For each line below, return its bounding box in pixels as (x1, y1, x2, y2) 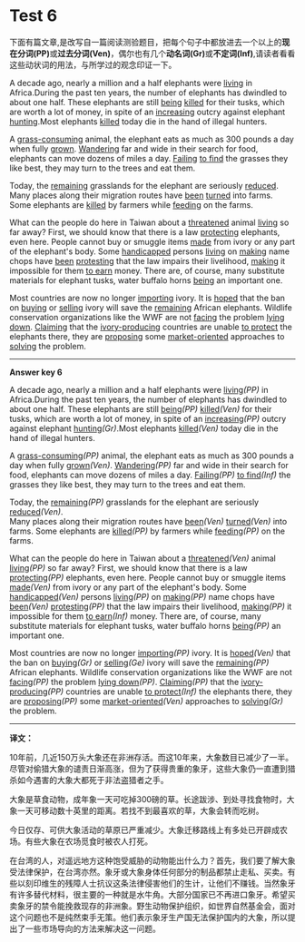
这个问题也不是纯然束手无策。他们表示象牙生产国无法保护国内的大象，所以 (9, 911, 288, 922)
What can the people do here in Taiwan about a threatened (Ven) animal (9, 553, 277, 564)
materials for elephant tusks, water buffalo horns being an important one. (9, 274, 283, 286)
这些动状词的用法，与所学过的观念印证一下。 (9, 59, 177, 70)
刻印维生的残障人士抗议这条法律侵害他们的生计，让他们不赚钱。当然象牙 (25, 878, 296, 888)
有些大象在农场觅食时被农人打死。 (25, 836, 152, 847)
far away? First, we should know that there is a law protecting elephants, (9, 226, 280, 237)
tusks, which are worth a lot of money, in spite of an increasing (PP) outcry (9, 413, 287, 424)
